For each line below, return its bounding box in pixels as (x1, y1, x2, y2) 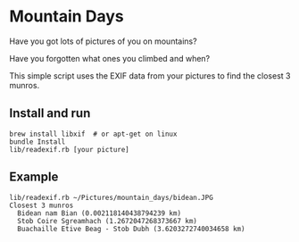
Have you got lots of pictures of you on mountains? (9, 36, 198, 46)
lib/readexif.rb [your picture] (9, 145, 129, 154)
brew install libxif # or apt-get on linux (9, 129, 178, 138)
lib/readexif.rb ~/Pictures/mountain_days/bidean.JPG (9, 193, 214, 202)
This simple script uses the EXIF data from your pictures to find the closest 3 (9, 70, 291, 81)
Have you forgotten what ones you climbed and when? (9, 53, 211, 63)
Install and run (9, 105, 91, 121)
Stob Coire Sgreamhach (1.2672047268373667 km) (17, 216, 198, 225)
